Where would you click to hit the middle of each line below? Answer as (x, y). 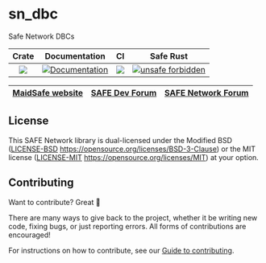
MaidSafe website (48, 92)
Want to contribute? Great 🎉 (54, 202)
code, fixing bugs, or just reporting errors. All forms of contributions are (127, 226)
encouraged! (29, 235)
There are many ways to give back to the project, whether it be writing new (133, 217)
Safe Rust (168, 55)
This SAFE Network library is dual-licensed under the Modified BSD (120, 140)
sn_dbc (33, 14)
